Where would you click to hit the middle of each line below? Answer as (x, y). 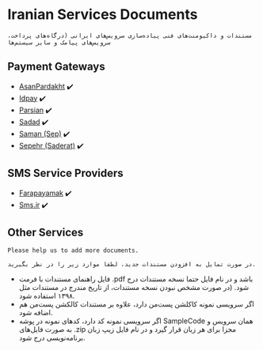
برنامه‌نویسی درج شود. (52, 338)
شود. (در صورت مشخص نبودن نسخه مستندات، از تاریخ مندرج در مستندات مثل (134, 288)
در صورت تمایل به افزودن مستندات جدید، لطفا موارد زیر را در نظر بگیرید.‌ (132, 265)
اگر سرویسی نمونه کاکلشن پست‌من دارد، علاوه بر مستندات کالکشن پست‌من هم (136, 304)
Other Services (46, 232)
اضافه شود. (36, 313)
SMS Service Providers (65, 173)
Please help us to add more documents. (73, 250)
